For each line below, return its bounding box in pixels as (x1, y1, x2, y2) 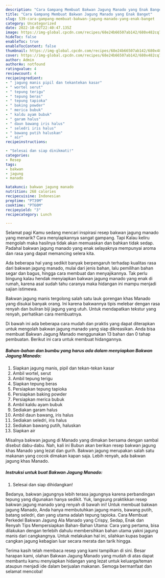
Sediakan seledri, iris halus (12, 418, 67, 423)
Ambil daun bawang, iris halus (12, 412, 74, 418)
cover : (5, 53, 19, 58)
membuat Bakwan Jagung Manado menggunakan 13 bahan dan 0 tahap (5, 331, 151, 337)
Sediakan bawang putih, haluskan (12, 422, 81, 428)
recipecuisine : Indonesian (5, 194, 61, 199)
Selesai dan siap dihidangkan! (12, 482, 73, 488)
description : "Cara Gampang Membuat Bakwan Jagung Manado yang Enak (5, 7, 148, 12)
